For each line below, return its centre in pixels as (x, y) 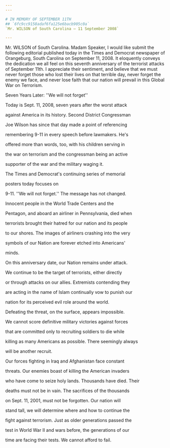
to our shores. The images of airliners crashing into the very (68, 233)
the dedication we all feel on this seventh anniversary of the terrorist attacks (85, 64)
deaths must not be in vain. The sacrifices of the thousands (67, 391)
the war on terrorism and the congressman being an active (66, 154)
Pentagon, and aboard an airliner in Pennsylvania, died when (69, 214)
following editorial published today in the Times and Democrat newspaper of (85, 53)
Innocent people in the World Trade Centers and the (60, 203)
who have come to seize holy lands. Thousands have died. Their (73, 381)
